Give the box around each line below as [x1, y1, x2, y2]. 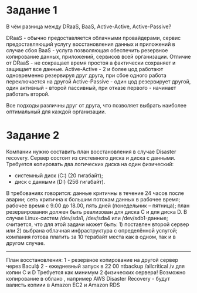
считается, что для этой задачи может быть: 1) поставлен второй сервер [6, 221, 189, 228]
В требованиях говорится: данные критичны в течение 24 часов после [6, 189, 185, 197]
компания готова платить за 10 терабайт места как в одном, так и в [6, 233, 176, 240]
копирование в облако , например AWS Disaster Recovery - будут [6, 275, 170, 282]
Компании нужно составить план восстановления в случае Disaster [6, 148, 176, 155]
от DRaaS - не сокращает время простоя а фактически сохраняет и [6, 59, 176, 66]
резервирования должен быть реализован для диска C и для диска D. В [6, 208, 188, 215]
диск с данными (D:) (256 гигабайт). [14, 178, 106, 185]
